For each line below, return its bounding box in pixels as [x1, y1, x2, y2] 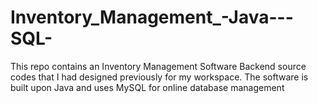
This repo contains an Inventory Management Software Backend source [10, 60, 307, 72]
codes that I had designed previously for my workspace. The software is [10, 71, 309, 83]
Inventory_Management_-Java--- [10, 6, 294, 29]
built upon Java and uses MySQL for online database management [10, 81, 285, 93]
